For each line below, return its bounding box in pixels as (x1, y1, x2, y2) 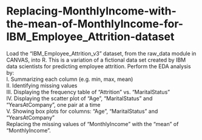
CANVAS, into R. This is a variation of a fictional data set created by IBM (6, 56, 186, 63)
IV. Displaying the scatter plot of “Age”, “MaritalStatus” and (6, 95, 153, 102)
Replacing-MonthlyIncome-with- (6, 4, 177, 18)
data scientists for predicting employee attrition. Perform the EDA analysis (6, 62, 191, 70)
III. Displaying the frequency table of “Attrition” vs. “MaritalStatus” (6, 88, 170, 95)
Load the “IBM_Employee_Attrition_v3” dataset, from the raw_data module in (6, 49, 197, 57)
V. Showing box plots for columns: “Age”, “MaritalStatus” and (6, 107, 158, 115)
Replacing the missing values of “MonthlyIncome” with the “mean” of (6, 120, 179, 127)
